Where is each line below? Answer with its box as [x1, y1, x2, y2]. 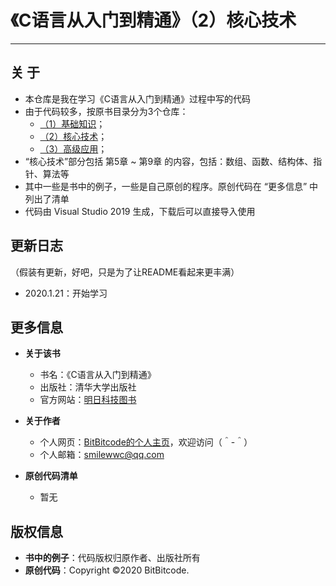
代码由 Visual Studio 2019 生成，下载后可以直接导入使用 [24, 205, 256, 217]
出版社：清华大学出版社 [39, 381, 137, 393]
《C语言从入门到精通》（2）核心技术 [10, 9, 297, 32]
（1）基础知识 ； [39, 117, 106, 130]
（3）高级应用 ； [39, 142, 108, 155]
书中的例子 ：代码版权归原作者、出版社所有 [24, 552, 201, 564]
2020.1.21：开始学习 [24, 287, 108, 299]
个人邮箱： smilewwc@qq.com [39, 449, 165, 461]
